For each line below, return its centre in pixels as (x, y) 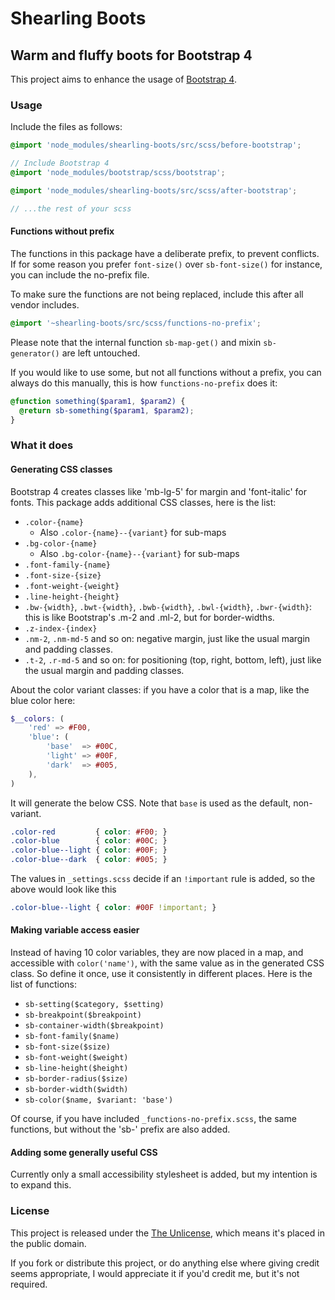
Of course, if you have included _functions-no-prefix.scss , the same (153, 1119)
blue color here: (43, 700)
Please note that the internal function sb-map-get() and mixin (136, 342)
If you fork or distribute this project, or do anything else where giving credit (165, 1263)
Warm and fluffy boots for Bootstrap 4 (131, 55)
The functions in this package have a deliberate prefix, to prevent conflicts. (165, 253)
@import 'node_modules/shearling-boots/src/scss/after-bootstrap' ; (154, 190)
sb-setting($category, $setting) (94, 1005)
